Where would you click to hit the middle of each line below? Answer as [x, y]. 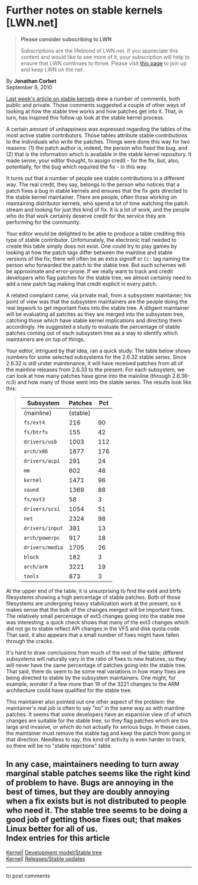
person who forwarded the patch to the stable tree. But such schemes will [96, 265]
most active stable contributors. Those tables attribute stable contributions [97, 135]
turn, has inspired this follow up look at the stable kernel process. [85, 117]
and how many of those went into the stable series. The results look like [104, 382]
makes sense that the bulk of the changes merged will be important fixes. [95, 610]
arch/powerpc [42, 538]
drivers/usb [40, 442]
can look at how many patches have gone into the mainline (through [88, 375]
